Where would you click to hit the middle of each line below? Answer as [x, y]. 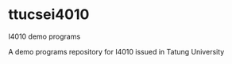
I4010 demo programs [44, 36]
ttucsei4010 [49, 15]
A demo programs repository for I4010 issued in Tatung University [116, 51]
